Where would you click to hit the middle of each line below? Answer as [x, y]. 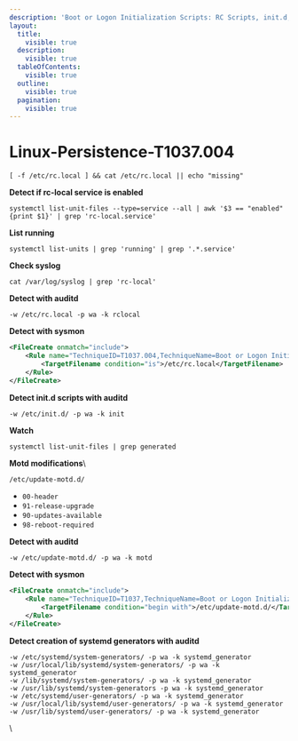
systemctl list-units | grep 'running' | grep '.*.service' [123, 250]
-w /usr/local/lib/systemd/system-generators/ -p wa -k [114, 665]
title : [29, 34]
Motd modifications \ [47, 463]
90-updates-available [62, 516]
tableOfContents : [49, 68]
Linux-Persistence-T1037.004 [122, 152]
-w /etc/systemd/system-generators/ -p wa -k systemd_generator [130, 657]
